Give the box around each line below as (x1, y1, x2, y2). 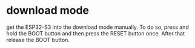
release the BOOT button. (6, 36, 70, 43)
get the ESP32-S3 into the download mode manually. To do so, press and (6, 23, 189, 31)
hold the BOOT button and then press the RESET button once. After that (6, 29, 185, 37)
